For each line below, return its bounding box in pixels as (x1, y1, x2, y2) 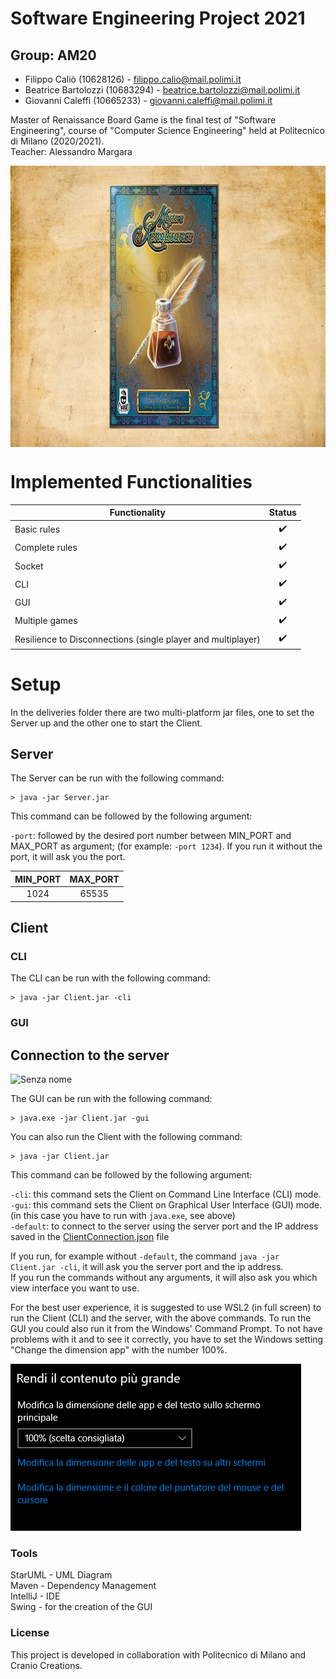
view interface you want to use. (10, 1282, 140, 1294)
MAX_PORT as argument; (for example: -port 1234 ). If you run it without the (10, 840, 323, 852)
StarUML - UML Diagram (10, 1569, 113, 1581)
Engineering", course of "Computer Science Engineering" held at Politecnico (10, 125, 325, 136)
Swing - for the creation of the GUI (10, 1601, 153, 1613)
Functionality (109, 507, 166, 519)
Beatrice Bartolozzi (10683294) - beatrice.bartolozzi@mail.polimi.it (24, 84, 301, 96)
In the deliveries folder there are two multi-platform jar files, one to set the (10, 706, 315, 718)
